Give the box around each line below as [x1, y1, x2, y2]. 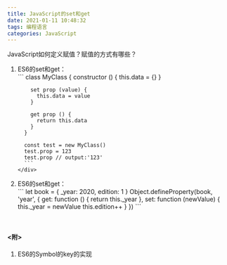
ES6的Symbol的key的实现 [17, 250, 93, 258]
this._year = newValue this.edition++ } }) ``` [17, 202, 142, 211]
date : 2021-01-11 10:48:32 [7, 17, 86, 24]
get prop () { [30, 111, 72, 118]
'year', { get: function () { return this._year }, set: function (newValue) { [17, 195, 220, 204]
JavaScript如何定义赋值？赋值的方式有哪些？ [7, 50, 137, 58]
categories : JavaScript [7, 30, 77, 37]
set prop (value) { [30, 86, 88, 93]
